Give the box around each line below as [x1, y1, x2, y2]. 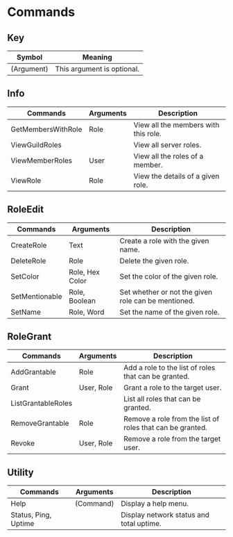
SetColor [10, 272, 40, 281]
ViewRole [10, 175, 42, 185]
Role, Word [69, 307, 105, 317]
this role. [133, 129, 162, 138]
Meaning [82, 53, 112, 62]
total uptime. [121, 519, 162, 529]
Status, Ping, [10, 510, 52, 520]
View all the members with [133, 119, 220, 129]
